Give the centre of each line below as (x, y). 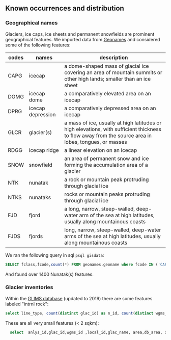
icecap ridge (44, 150)
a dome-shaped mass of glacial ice (107, 66)
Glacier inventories (29, 287)
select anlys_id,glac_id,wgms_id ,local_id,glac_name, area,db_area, (86, 332)
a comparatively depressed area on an (110, 108)
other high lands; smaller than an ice (108, 79)
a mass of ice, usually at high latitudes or (113, 123)
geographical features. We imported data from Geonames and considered (83, 39)
